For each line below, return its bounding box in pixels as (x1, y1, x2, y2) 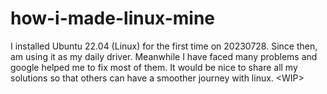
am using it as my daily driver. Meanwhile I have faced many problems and (10, 50, 318, 62)
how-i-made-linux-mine (10, 7, 216, 30)
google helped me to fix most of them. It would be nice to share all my (10, 61, 298, 73)
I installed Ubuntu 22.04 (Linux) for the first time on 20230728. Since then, (10, 40, 318, 52)
